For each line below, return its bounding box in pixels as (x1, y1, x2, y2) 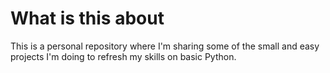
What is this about (10, 7, 165, 30)
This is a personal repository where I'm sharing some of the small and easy (10, 40, 320, 52)
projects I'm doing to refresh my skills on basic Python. (10, 50, 237, 62)
